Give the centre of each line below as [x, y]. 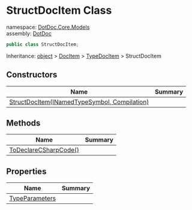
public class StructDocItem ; [43, 44]
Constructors [32, 75]
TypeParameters [32, 199]
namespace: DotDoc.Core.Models [48, 27]
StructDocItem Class [59, 10]
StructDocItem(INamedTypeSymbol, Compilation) [79, 101]
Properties [26, 171]
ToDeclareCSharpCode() [44, 150]
